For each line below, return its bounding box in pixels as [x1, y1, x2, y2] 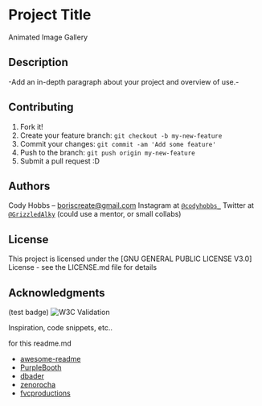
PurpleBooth [19, 362, 62, 372]
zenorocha [19, 380, 56, 389]
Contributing [8, 101, 74, 114]
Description [8, 56, 68, 69]
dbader [19, 371, 44, 380]
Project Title [8, 6, 92, 24]
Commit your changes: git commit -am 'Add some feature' [19, 139, 217, 148]
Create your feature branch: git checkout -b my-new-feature [19, 130, 223, 140]
